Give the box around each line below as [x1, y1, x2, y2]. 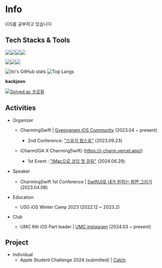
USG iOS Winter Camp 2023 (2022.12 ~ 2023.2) [20, 204, 120, 210]
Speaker [12, 168, 30, 174]
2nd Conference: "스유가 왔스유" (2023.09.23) [27, 137, 123, 143]
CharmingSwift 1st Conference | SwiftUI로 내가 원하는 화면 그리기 [20, 178, 152, 184]
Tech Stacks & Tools [5, 36, 70, 45]
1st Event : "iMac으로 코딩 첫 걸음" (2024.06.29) [27, 158, 125, 164]
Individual [12, 252, 33, 258]
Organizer [12, 117, 34, 123]
